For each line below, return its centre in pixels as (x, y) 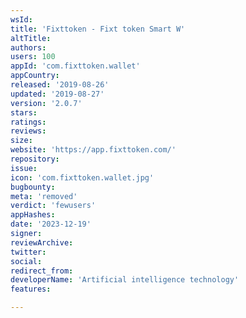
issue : (24, 168)
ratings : (28, 122)
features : (31, 289)
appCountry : (35, 76)
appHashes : (33, 215)
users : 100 (33, 57)
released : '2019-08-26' (60, 85)
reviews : (28, 131)
